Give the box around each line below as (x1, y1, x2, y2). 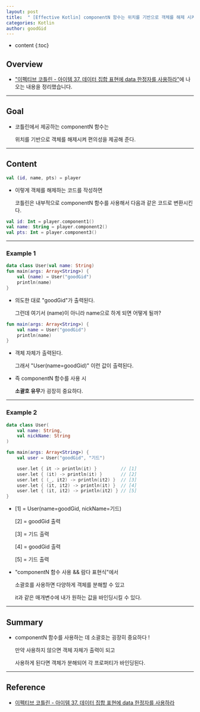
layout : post (6, 8, 39, 15)
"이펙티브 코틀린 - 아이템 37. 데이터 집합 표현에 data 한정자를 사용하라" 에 (14, 76, 185, 83)
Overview (6, 59, 43, 69)
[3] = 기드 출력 (14, 530, 49, 538)
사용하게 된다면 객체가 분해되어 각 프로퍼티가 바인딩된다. (14, 659, 146, 666)
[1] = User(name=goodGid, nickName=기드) (14, 505, 122, 512)
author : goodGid (6, 25, 46, 32)
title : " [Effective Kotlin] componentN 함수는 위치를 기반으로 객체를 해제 (6, 14, 185, 20)
